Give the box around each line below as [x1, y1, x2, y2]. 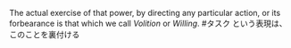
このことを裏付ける [9, 29, 80, 39]
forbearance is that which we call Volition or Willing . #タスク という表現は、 [9, 18, 287, 28]
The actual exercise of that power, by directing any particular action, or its [9, 8, 281, 18]
